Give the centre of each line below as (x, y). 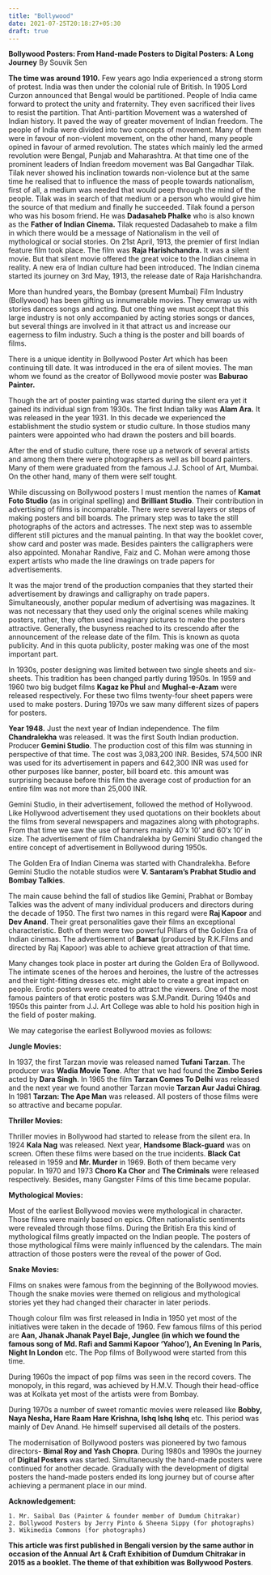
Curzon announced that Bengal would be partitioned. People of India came (133, 96)
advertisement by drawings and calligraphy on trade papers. (109, 594)
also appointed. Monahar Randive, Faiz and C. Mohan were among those (129, 552)
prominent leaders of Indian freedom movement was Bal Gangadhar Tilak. (131, 164)
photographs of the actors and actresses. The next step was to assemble (130, 526)
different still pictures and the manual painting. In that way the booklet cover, (136, 535)
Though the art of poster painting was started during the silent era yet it (128, 401)
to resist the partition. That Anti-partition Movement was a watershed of (128, 113)
